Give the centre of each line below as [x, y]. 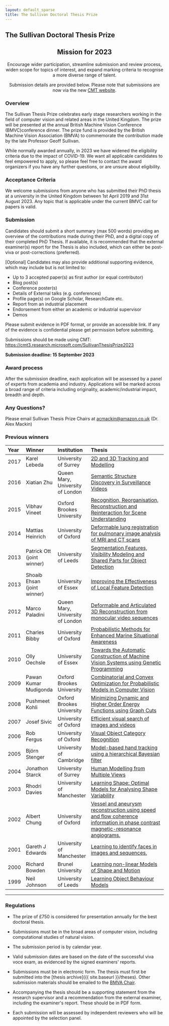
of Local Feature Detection [122, 588]
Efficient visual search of [120, 719]
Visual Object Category [118, 733]
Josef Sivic [39, 722]
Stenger [35, 757]
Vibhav [34, 506]
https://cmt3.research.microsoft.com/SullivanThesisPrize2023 [70, 345]
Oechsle [36, 663]
